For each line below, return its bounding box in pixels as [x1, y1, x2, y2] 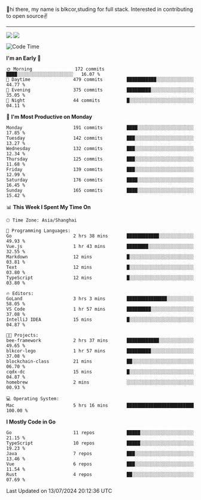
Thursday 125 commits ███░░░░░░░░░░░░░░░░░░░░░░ [6, 156, 194, 162]
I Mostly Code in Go [6, 418, 56, 425]
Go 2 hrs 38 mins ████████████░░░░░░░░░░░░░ [6, 233, 194, 239]
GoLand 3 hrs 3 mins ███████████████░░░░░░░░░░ [6, 296, 194, 302]
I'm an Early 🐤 [6, 54, 41, 62]
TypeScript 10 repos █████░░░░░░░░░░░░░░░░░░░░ [6, 440, 194, 446]
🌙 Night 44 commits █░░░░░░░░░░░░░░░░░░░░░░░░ [6, 97, 194, 103]
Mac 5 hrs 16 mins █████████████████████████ [6, 403, 194, 409]
